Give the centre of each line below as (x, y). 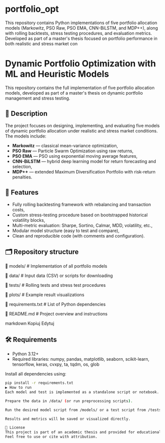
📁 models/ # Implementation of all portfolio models (56, 266)
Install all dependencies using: (36, 374)
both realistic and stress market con (41, 43)
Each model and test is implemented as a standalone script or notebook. (82, 392)
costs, (18, 209)
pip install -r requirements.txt (39, 383)
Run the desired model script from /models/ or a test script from (76, 410)
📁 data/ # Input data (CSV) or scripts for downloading (59, 276)
